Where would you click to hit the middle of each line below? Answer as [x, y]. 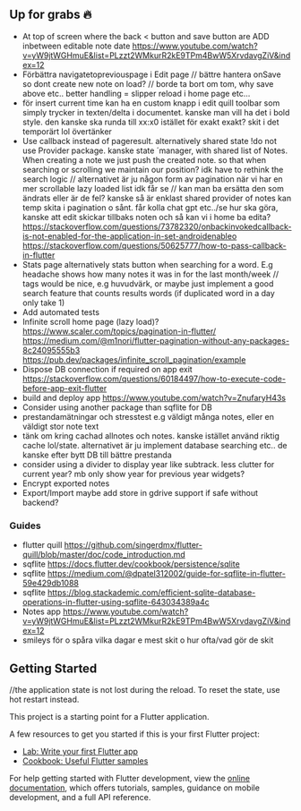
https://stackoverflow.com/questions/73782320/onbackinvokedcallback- [157, 226]
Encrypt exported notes [66, 483]
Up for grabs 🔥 [51, 15]
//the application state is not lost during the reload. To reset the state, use [145, 689]
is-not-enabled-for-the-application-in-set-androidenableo [129, 235]
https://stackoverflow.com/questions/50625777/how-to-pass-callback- [154, 245]
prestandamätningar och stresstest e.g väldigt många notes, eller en [148, 416]
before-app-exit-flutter [64, 388]
